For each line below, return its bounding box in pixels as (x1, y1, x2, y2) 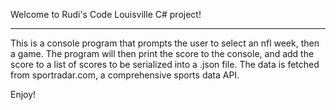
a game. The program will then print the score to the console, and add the (10, 48, 315, 59)
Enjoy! (10, 89, 37, 100)
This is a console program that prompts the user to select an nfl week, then (10, 37, 320, 49)
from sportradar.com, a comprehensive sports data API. (10, 69, 240, 81)
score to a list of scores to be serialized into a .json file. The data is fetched (10, 59, 320, 70)
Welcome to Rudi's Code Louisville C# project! (10, 9, 202, 20)
